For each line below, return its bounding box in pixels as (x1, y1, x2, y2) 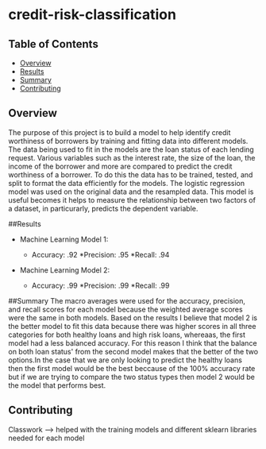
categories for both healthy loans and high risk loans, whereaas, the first (8, 330, 246, 339)
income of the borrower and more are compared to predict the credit (8, 161, 233, 171)
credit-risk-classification (8, 6, 177, 24)
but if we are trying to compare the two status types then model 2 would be (8, 372, 256, 381)
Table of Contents (8, 37, 99, 51)
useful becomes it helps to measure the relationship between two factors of (8, 195, 256, 204)
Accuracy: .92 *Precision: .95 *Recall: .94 (31, 250, 170, 259)
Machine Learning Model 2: (19, 265, 110, 275)
